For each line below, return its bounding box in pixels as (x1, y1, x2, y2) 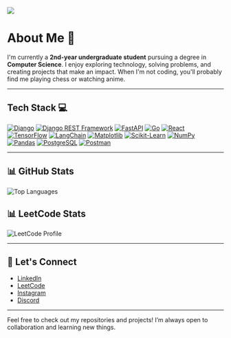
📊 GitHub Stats (7, 166, 74, 177)
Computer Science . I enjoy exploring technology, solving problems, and (7, 60, 212, 68)
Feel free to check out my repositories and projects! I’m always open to (7, 316, 208, 324)
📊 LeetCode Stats (7, 207, 86, 219)
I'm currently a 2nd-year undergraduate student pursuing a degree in (7, 53, 207, 61)
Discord (16, 296, 40, 304)
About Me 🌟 (7, 30, 76, 46)
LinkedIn (16, 274, 42, 282)
